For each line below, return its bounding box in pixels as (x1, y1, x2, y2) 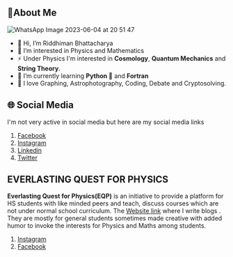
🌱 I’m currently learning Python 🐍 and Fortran (17, 71, 149, 80)
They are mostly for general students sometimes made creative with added (7, 214, 223, 223)
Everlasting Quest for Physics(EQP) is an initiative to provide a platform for (7, 192, 224, 201)
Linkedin (17, 146, 42, 154)
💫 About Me (7, 7, 57, 19)
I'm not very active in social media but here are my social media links (7, 118, 204, 126)
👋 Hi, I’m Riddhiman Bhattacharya (17, 39, 113, 47)
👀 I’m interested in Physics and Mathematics (17, 46, 145, 54)
